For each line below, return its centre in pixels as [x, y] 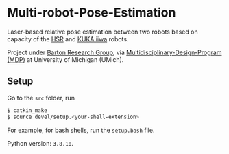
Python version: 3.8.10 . [40, 143]
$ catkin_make [27, 110]
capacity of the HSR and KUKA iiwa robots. [68, 38]
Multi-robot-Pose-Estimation [92, 13]
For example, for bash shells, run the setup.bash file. [81, 130]
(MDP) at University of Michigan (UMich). [65, 59]
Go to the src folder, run [41, 98]
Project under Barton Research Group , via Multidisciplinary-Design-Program [114, 52]
